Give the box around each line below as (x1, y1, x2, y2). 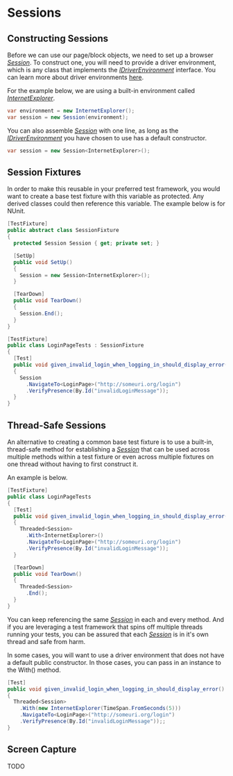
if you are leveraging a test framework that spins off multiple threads (7, 622, 203, 631)
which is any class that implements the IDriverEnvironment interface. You (7, 66, 216, 74)
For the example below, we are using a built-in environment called (7, 87, 196, 94)
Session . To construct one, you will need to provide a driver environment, (7, 58, 216, 67)
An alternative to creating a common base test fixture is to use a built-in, (7, 438, 214, 446)
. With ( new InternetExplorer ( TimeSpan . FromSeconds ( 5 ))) (19, 705, 182, 712)
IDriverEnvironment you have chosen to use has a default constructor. (7, 133, 207, 142)
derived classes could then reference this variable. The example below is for (7, 199, 225, 208)
